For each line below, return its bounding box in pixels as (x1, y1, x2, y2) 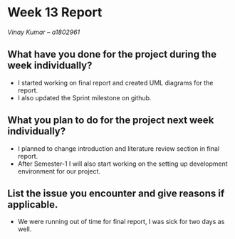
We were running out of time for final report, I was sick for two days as (17, 218, 225, 226)
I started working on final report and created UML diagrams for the (17, 78, 214, 87)
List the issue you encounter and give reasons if (7, 187, 225, 199)
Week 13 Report (7, 4, 103, 21)
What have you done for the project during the (7, 48, 217, 60)
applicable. (7, 198, 58, 211)
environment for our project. (17, 166, 101, 175)
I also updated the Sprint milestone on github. (17, 93, 152, 102)
